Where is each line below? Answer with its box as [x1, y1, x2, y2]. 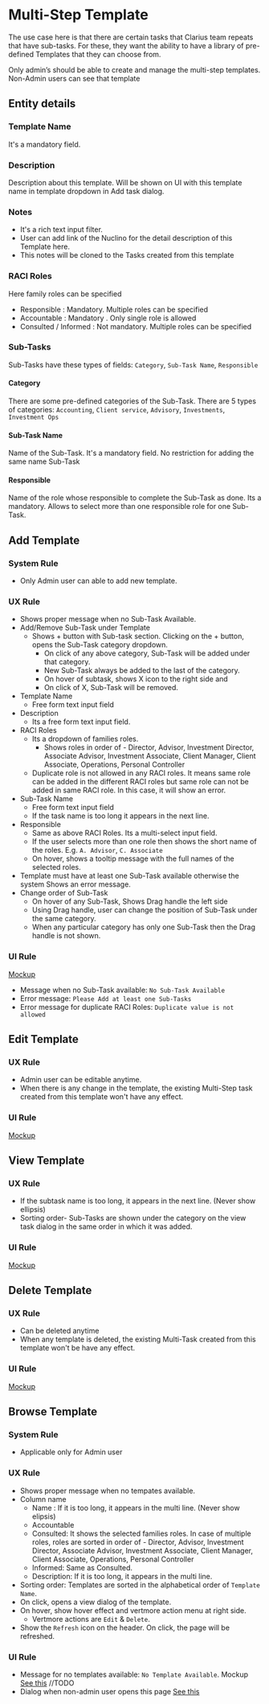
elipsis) [31, 1512, 56, 1521]
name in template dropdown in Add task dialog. [8, 186, 165, 196]
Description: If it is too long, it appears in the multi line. [31, 1571, 213, 1581]
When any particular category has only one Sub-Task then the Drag [31, 922, 255, 932]
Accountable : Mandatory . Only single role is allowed [19, 312, 197, 323]
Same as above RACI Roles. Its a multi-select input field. [31, 828, 218, 838]
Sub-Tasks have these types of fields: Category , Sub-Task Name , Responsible [8, 360, 259, 370]
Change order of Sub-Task [19, 888, 108, 898]
